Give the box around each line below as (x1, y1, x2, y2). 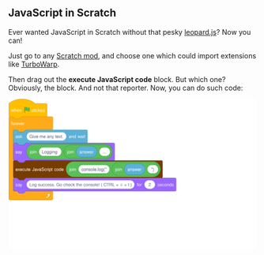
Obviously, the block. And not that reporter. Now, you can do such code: (8, 83, 243, 92)
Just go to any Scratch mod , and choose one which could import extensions (8, 51, 257, 60)
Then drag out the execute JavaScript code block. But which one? (8, 74, 226, 84)
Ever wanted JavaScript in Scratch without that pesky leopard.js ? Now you (8, 27, 251, 36)
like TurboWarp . (8, 59, 60, 69)
